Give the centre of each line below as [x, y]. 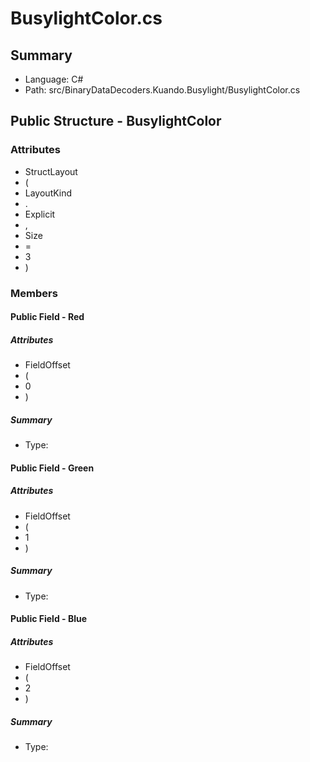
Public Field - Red [47, 317]
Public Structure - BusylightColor [116, 121]
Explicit [40, 214]
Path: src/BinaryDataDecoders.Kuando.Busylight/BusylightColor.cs [162, 90]
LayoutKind [48, 193]
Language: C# [54, 79]
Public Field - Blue [49, 619]
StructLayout [51, 171]
